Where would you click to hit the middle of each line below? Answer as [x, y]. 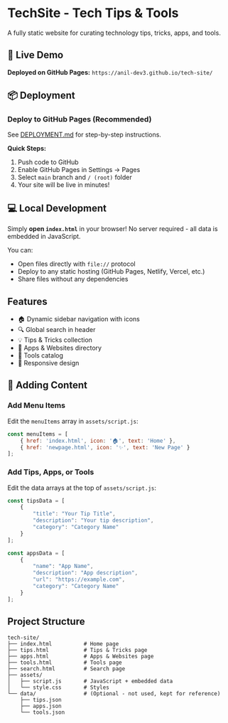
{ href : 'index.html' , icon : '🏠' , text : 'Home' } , [98, 441]
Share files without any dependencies [73, 279]
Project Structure [46, 622]
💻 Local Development [57, 208]
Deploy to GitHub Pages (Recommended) [80, 119]
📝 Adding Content [47, 385]
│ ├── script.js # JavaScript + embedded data [90, 681]
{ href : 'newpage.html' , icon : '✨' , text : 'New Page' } [105, 447]
